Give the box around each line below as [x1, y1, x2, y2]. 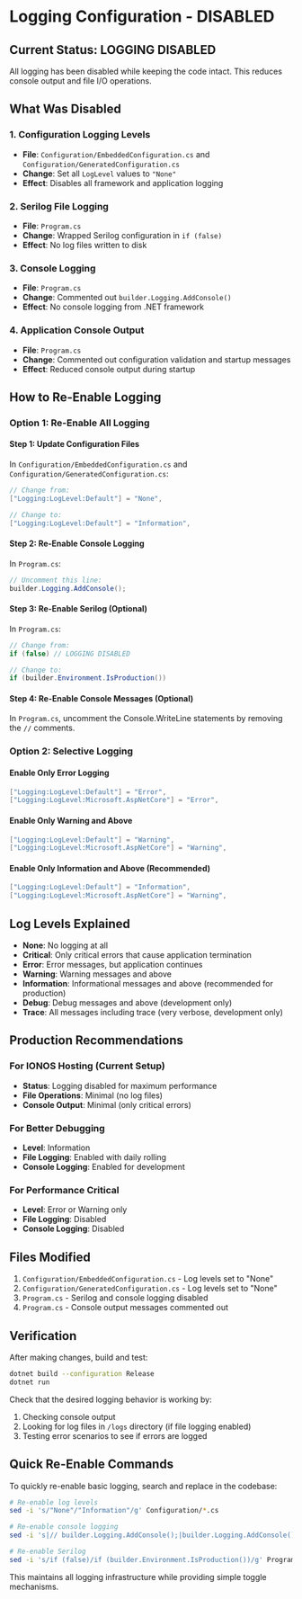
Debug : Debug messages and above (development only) [22, 997, 233, 1008]
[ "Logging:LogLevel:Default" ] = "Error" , [9, 787, 167, 797]
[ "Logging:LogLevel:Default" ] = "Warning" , [9, 835, 175, 844]
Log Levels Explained [9, 916, 130, 932]
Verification [9, 1328, 77, 1344]
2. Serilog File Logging [9, 200, 110, 212]
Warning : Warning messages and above [22, 969, 173, 979]
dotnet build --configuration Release [9, 1369, 155, 1378]
